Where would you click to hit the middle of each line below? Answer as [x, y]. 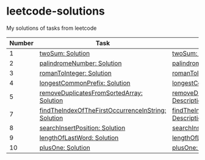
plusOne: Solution [65, 147]
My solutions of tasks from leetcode [52, 28]
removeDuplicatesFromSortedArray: [91, 92]
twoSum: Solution [65, 53]
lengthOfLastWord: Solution [79, 137]
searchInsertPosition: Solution [82, 128]
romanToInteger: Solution [75, 73]
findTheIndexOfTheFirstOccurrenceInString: [103, 110]
